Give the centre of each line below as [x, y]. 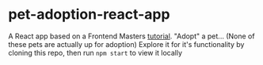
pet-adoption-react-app [89, 14]
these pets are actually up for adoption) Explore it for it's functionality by [126, 44]
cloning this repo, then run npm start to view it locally [95, 52]
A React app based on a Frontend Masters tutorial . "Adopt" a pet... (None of [131, 36]
